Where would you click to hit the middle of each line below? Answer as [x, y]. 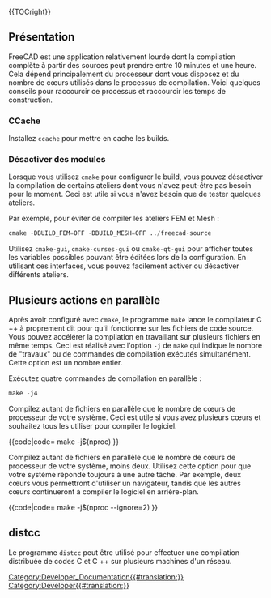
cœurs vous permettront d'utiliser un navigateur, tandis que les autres [125, 483]
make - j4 [23, 393]
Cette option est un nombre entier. [66, 363]
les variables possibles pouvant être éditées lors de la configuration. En [127, 258]
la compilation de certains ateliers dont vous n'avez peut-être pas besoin [130, 186]
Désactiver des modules [57, 160]
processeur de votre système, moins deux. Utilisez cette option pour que [130, 466]
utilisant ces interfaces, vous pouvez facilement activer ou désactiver [124, 266]
